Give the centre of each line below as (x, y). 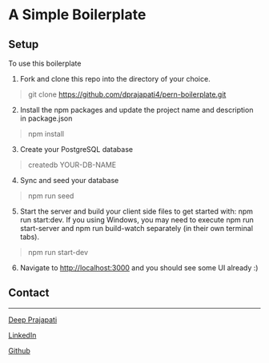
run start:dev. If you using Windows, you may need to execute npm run (137, 220)
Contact (29, 293)
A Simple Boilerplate (77, 15)
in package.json (46, 118)
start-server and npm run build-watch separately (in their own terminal (137, 228)
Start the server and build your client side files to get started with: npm (137, 211)
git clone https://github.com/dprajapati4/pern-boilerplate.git (127, 94)
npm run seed (51, 196)
